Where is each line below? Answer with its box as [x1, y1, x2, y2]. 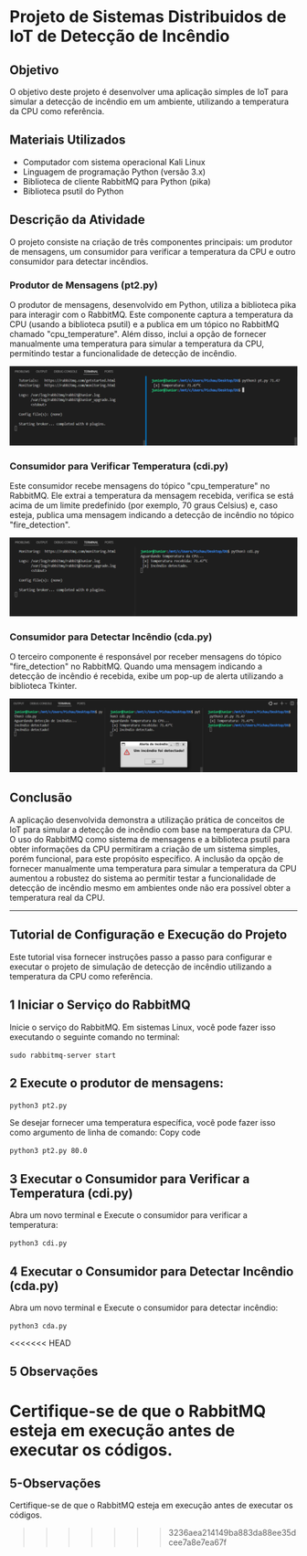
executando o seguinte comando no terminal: [9, 1031, 180, 1043]
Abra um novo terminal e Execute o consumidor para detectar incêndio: [9, 1302, 279, 1313]
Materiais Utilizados [9, 132, 126, 148]
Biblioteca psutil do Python [22, 185, 124, 196]
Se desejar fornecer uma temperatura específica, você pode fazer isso [9, 1117, 276, 1128]
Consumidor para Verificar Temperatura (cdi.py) [9, 460, 228, 472]
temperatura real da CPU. [9, 892, 105, 903]
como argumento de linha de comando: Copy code [9, 1127, 201, 1138]
